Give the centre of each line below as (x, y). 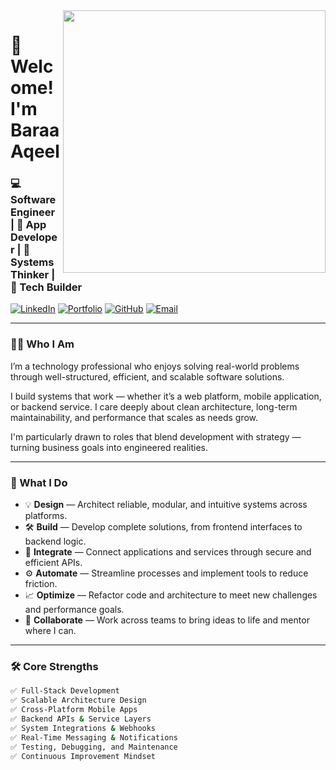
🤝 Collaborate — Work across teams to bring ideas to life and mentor (167, 620)
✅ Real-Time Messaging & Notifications (94, 737)
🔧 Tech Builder (46, 287)
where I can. (50, 631)
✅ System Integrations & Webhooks (83, 728)
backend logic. (55, 541)
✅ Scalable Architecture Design (78, 700)
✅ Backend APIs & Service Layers (81, 719)
